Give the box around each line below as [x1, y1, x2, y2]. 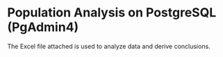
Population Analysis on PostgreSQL [7, 5, 217, 21]
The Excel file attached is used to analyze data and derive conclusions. [7, 42, 210, 50]
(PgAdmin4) [7, 19, 79, 35]
